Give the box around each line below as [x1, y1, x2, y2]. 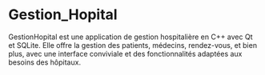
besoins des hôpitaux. [8, 57, 82, 67]
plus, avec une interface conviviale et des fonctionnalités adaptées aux [8, 49, 243, 58]
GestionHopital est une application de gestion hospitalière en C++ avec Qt [8, 32, 254, 41]
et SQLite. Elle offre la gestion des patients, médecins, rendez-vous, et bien [8, 40, 258, 49]
